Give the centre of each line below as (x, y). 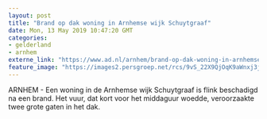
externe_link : (32, 60)
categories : (28, 38)
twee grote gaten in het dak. (54, 106)
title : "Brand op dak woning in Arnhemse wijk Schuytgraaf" (110, 23)
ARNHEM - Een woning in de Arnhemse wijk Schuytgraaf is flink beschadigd (133, 90)
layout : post (30, 15)
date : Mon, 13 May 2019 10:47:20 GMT (71, 30)
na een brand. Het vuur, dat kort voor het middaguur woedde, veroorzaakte (131, 98)
